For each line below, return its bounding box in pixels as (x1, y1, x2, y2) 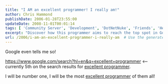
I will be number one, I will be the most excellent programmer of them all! (5, 73, 155, 79)
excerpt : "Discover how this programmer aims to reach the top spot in (5, 30, 157, 35)
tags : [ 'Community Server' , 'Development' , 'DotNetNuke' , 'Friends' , (5, 26, 155, 31)
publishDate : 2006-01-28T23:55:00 (5, 16, 77, 21)
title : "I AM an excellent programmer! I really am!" (5, 7, 120, 12)
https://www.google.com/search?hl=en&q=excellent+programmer (5, 58, 141, 64)
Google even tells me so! (5, 48, 56, 55)
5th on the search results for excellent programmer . (24, 63, 131, 70)
